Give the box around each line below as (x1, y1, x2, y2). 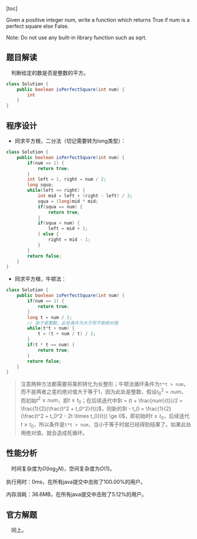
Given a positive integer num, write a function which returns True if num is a (6, 16, 190, 23)
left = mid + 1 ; (48, 226, 88, 232)
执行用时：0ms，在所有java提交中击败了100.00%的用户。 (6, 478, 146, 485)
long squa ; (27, 182, 54, 188)
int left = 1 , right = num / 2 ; (27, 177, 107, 182)
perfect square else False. (6, 23, 69, 29)
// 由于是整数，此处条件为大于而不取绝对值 (27, 320, 119, 326)
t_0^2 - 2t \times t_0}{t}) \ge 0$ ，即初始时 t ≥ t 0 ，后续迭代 (49, 412, 190, 421)
